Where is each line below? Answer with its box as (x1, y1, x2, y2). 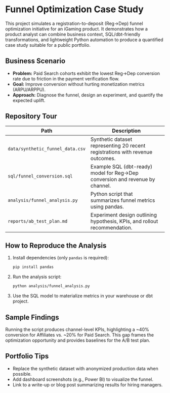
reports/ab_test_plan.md (8, 218, 68, 224)
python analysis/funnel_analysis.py (12, 284, 90, 289)
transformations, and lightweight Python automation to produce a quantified (5, 37, 163, 43)
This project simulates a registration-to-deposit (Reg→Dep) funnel (5, 20, 143, 26)
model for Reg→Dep (90, 169, 139, 176)
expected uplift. (12, 97, 46, 103)
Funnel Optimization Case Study (5, 4, 144, 15)
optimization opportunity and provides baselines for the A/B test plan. (5, 337, 150, 343)
